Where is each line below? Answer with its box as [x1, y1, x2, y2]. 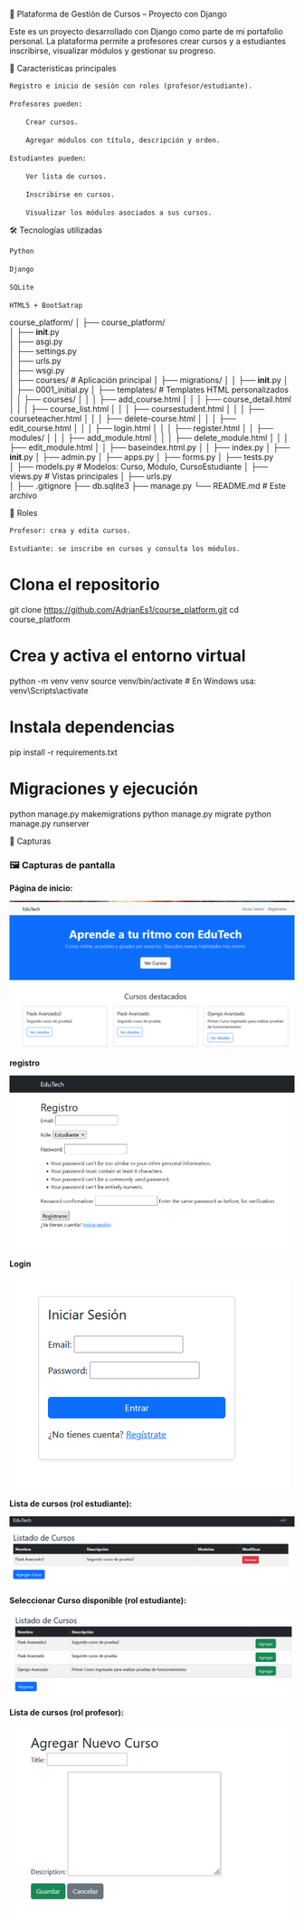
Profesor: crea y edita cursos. [9, 526, 131, 535]
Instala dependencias [9, 717, 175, 738]
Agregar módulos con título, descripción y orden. [25, 136, 221, 145]
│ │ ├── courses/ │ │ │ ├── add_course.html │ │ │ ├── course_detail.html [9, 394, 292, 405]
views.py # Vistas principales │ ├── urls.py [9, 471, 172, 482]
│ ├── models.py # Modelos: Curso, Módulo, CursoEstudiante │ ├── [9, 462, 269, 472]
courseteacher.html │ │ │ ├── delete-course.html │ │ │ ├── [9, 413, 237, 424]
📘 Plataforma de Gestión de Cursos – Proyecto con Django [9, 9, 228, 19]
